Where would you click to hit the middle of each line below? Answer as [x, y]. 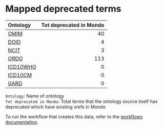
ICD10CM [20, 75]
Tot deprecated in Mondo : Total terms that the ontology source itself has [81, 101]
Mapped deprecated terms [63, 9]
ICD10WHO [22, 67]
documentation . [22, 122]
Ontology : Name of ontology [35, 96]
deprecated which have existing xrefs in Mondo [56, 107]
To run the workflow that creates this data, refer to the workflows [74, 116]
